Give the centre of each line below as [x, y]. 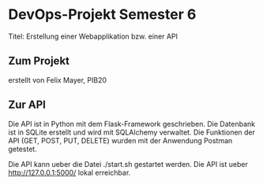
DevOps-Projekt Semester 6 [102, 15]
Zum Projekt [39, 61]
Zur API [27, 105]
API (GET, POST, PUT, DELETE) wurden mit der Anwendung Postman [120, 140]
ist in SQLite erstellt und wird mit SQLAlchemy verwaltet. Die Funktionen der [131, 132]
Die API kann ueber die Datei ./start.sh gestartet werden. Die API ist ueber [128, 164]
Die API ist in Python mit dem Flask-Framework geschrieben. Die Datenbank [131, 124]
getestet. [23, 149]
